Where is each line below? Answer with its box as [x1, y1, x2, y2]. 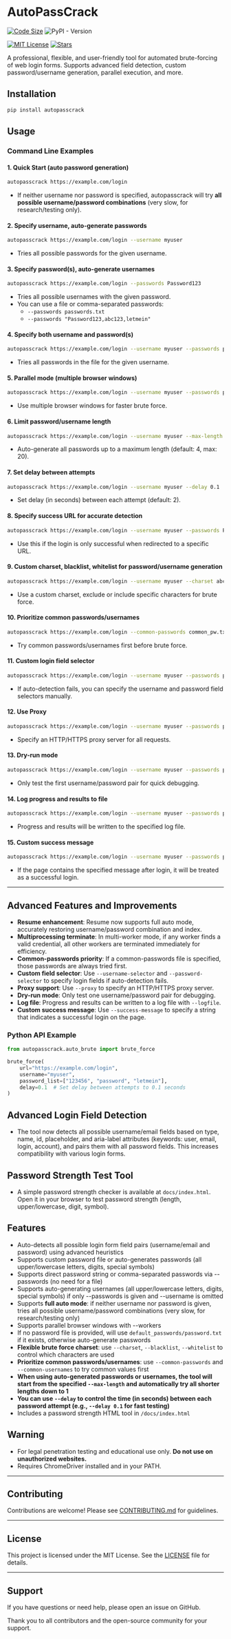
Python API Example [7, 1030, 77, 1040]
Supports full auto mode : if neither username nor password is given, [16, 1299, 212, 1307]
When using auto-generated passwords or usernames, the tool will [16, 1372, 213, 1381]
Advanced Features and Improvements [7, 899, 177, 911]
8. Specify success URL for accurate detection [7, 512, 143, 520]
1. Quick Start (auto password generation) [7, 163, 129, 171]
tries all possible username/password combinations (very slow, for [16, 1306, 206, 1315]
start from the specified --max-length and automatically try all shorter [16, 1379, 220, 1388]
